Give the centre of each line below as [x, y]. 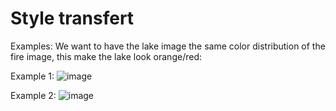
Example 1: [32, 76]
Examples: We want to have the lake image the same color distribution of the [168, 46]
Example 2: [33, 95]
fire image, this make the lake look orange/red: [106, 56]
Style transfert [72, 18]
